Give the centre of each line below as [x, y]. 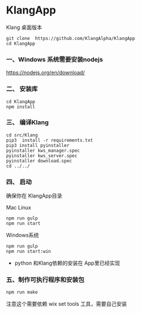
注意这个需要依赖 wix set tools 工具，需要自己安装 [67, 304]
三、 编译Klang [27, 122]
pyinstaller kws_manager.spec [43, 151]
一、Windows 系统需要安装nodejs [55, 59]
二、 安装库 [22, 89]
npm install [21, 106]
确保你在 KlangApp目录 [34, 196]
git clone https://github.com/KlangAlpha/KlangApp [70, 38]
